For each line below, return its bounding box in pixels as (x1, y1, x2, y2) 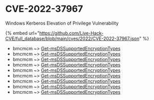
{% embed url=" (5, 30, 40, 36)
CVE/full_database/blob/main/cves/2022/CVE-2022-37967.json (5, 35, 140, 42)
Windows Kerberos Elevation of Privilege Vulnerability (5, 20, 119, 26)
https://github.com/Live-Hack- (39, 30, 104, 36)
